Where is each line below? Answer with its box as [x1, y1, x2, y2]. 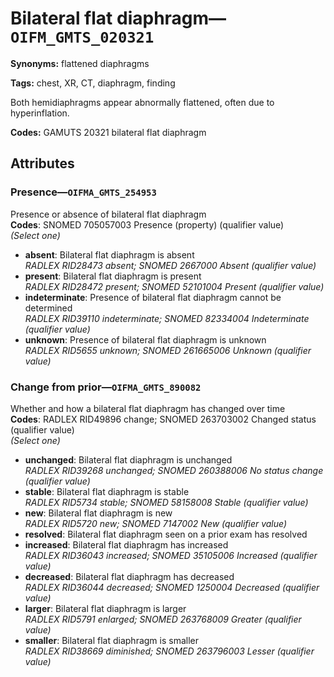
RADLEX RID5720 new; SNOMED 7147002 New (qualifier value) [24, 517, 288, 529]
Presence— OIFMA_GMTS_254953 [10, 185, 157, 199]
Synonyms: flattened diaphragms [10, 57, 150, 69]
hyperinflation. [10, 107, 70, 119]
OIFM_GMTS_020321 [10, 28, 155, 47]
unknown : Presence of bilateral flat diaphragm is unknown [24, 333, 267, 346]
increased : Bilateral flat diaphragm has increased [24, 538, 229, 551]
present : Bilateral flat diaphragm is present [24, 270, 202, 282]
